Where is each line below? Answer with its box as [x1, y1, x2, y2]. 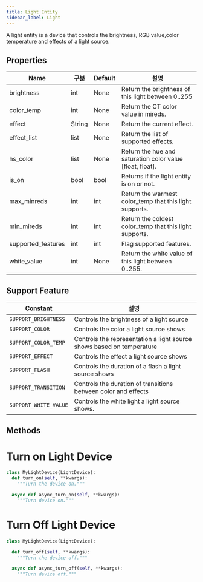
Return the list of [121, 130, 169, 138]
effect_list [9, 134, 37, 142]
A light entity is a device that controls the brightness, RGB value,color [6, 31, 179, 38]
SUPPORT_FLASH [9, 367, 50, 374]
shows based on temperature [74, 342, 158, 351]
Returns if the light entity [121, 172, 192, 181]
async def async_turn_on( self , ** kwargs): [11, 492, 120, 498]
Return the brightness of [121, 85, 190, 93]
